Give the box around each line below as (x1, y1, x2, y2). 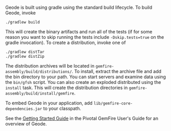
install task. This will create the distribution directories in (5, 84, 128, 91)
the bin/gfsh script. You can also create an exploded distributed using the (5, 79, 161, 85)
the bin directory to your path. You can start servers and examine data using (5, 74, 166, 80)
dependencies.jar (5, 106, 42, 112)
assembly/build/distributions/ (5, 69, 72, 74)
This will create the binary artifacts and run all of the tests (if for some (5, 29, 153, 35)
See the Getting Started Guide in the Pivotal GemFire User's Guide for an (5, 115, 159, 121)
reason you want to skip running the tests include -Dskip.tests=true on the (5, 34, 164, 40)
